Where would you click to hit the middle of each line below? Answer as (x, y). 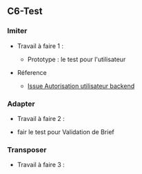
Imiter (17, 31)
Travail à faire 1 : (40, 46)
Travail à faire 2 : (41, 118)
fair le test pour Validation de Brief (66, 132)
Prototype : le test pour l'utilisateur (77, 59)
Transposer (27, 149)
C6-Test (25, 11)
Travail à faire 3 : (41, 165)
